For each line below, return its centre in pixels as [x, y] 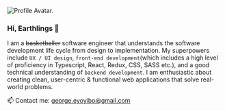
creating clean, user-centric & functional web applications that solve [103, 79]
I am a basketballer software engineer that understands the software [104, 43]
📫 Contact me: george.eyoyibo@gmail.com [69, 101]
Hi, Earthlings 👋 [33, 28]
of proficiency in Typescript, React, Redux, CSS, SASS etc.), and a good [108, 65]
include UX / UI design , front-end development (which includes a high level [113, 58]
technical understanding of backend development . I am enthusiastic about [109, 73]
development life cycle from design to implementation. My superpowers [108, 51]
